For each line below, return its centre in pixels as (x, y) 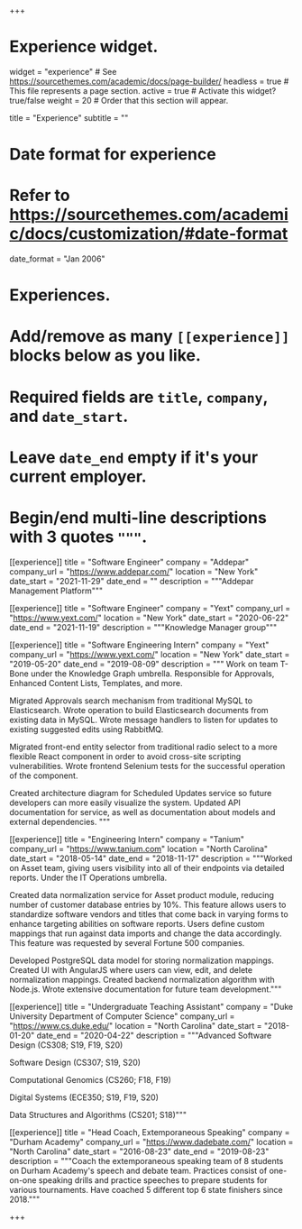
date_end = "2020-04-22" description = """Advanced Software (154, 1035)
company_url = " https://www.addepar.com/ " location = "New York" (134, 571)
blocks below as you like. (105, 356)
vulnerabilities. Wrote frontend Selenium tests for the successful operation (147, 766)
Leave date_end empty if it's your (134, 457)
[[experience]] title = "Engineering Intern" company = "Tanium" (127, 839)
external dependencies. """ (60, 821)
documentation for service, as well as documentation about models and (142, 812)
